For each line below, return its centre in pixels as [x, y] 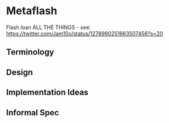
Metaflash [32, 11]
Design [20, 72]
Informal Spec [33, 113]
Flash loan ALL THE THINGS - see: [48, 27]
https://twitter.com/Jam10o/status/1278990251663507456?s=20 [84, 33]
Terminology [30, 52]
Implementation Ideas [47, 93]
